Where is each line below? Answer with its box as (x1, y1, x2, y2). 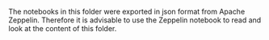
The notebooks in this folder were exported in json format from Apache (8, 7, 246, 16)
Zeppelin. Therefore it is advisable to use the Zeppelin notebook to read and (8, 15, 262, 25)
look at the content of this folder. (8, 24, 117, 33)
